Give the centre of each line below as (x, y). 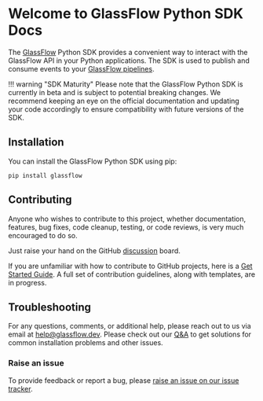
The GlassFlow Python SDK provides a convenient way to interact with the (128, 52)
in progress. (27, 282)
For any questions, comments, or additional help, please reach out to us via (130, 326)
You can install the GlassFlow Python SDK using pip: (93, 161)
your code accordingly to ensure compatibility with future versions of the (126, 109)
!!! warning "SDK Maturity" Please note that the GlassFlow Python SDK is (126, 84)
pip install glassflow (45, 175)
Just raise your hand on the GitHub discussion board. (94, 250)
